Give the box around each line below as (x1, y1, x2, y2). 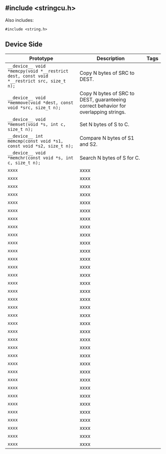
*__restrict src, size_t (7, 78, 66, 84)
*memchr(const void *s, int (7, 155, 74, 161)
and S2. (80, 141, 98, 148)
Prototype (29, 55, 53, 61)
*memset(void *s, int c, (7, 121, 66, 127)
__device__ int (7, 133, 43, 139)
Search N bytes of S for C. (80, 154, 140, 161)
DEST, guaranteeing (80, 96, 126, 103)
